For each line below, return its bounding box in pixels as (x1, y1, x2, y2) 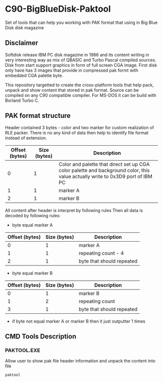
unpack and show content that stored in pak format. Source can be (5, 87, 139, 93)
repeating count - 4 (79, 249, 124, 256)
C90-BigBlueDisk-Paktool (5, 3, 111, 15)
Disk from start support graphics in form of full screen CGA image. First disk (5, 62, 157, 68)
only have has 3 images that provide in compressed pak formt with (5, 67, 138, 73)
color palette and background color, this (58, 167, 150, 173)
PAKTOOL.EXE (5, 347, 40, 354)
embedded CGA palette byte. (5, 72, 64, 78)
